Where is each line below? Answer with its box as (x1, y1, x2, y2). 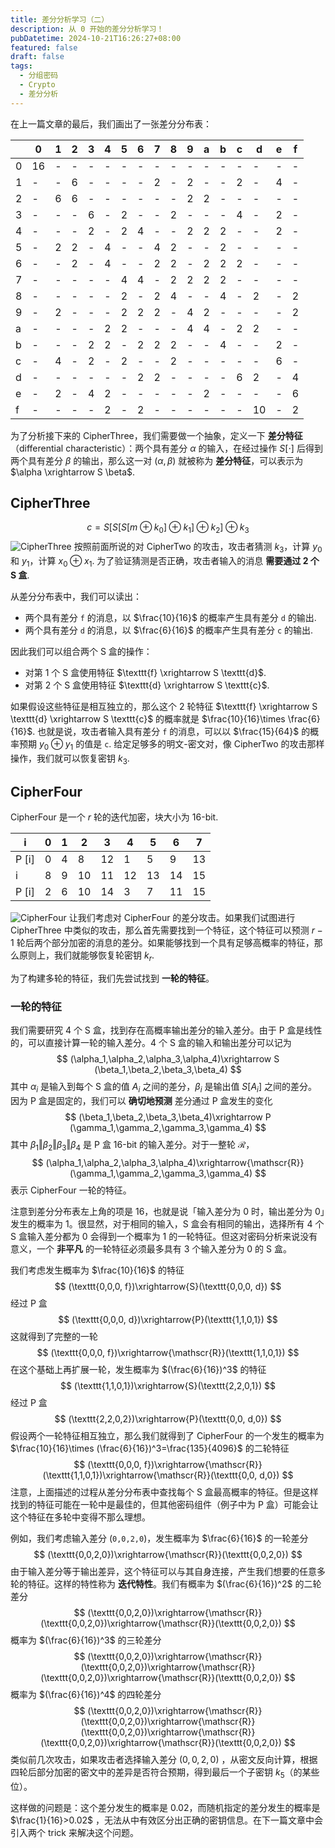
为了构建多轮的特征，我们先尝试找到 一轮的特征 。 (10, 972, 215, 985)
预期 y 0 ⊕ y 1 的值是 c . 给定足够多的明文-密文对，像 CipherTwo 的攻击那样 (18, 737, 325, 752)
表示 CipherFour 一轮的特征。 (10, 1184, 132, 1196)
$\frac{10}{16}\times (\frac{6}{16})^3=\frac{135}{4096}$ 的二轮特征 (10, 1442, 290, 1454)
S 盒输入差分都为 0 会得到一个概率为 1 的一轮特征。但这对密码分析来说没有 (10, 1230, 318, 1242)
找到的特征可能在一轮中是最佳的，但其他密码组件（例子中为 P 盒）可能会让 (10, 1498, 319, 1510)
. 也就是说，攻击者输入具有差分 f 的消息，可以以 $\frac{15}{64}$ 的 (32, 725, 311, 737)
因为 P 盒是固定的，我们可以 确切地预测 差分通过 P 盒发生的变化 (10, 1095, 273, 1107)
